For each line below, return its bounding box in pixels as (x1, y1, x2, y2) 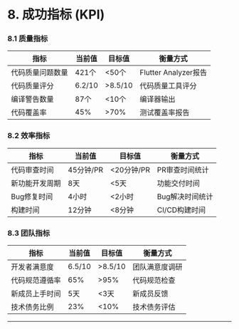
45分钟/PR (68, 164, 104, 174)
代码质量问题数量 (11, 68, 69, 78)
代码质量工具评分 (139, 81, 197, 91)
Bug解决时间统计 (156, 192, 213, 202)
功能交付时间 (156, 178, 201, 188)
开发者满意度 (11, 262, 55, 272)
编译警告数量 (11, 94, 55, 104)
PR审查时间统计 (156, 164, 210, 174)
